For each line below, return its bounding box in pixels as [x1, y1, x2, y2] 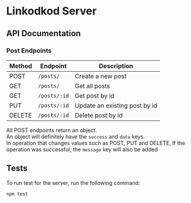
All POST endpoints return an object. [6, 126, 98, 134]
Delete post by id [75, 111, 123, 119]
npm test [6, 191, 28, 197]
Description [99, 61, 134, 70]
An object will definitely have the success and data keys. [6, 133, 145, 140]
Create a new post [75, 72, 127, 80]
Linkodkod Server [6, 4, 97, 18]
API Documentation [6, 28, 81, 39]
